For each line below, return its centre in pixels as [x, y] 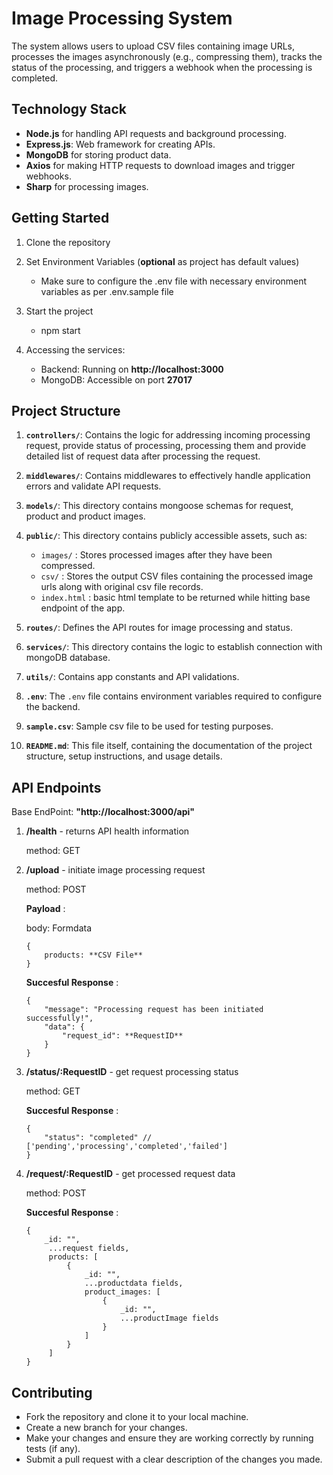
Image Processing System [122, 18]
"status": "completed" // [98, 1138]
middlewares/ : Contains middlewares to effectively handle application [168, 476]
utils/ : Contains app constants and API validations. [132, 677]
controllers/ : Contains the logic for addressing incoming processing [168, 435]
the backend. [53, 707]
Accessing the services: [75, 349]
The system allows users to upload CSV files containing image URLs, [153, 46]
